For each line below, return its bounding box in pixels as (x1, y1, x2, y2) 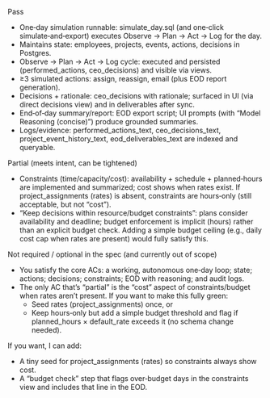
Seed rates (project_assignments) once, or (31, 300, 174, 309)
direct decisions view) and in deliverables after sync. (19, 100, 196, 109)
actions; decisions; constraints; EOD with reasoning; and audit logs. (19, 274, 244, 283)
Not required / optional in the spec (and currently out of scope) (7, 249, 217, 259)
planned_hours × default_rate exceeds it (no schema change (31, 316, 234, 326)
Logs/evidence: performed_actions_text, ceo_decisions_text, (19, 125, 221, 135)
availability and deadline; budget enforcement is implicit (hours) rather (19, 217, 254, 226)
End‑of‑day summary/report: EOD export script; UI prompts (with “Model (19, 108, 261, 118)
